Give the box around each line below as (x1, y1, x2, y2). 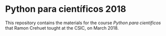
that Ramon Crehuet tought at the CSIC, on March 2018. (5, 25, 119, 31)
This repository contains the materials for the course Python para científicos (5, 20, 161, 26)
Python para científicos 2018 (5, 3, 126, 15)
